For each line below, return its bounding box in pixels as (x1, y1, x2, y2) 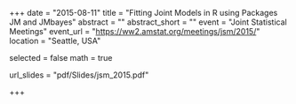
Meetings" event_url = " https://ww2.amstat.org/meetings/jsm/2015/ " (9, 26, 260, 36)
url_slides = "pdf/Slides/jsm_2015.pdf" (9, 70, 149, 80)
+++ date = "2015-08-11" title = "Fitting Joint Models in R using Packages (9, 8, 278, 18)
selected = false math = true (9, 53, 113, 63)
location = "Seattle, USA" (9, 35, 101, 46)
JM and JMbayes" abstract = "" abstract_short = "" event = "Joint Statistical (9, 17, 287, 27)
